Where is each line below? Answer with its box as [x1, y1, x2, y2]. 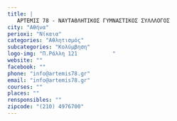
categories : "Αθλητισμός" [7, 37, 84, 44]
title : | [7, 10, 33, 18]
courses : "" [7, 83, 43, 90]
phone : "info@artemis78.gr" [7, 70, 91, 77]
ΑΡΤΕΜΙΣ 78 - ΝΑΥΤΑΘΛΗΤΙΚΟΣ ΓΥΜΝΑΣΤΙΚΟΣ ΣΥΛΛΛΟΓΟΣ [16, 17, 171, 24]
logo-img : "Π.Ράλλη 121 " [7, 51, 116, 58]
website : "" [7, 57, 43, 64]
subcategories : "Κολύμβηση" [7, 43, 91, 51]
